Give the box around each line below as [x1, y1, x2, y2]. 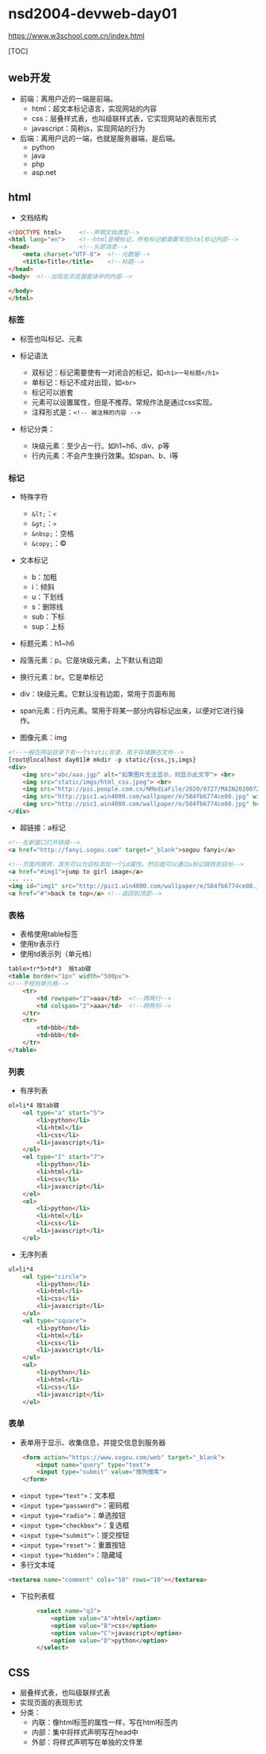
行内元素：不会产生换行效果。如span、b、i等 [31, 451, 179, 460]
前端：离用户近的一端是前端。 [19, 93, 117, 103]
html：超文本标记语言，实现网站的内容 [31, 104, 158, 113]
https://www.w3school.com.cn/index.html [8, 31, 145, 40]
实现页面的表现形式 [19, 1698, 83, 1707]
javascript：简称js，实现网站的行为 [31, 124, 146, 133]
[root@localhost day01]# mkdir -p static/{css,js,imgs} [8, 756, 196, 764]
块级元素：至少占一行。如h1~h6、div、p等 [31, 440, 170, 450]
